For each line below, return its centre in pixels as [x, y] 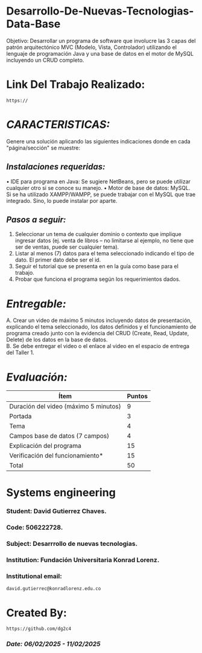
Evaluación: [37, 377]
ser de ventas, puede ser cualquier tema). [67, 247]
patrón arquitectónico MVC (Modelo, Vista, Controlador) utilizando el [91, 47]
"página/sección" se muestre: [43, 148]
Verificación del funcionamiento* [56, 456]
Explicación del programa [45, 446]
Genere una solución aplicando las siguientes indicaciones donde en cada [99, 141]
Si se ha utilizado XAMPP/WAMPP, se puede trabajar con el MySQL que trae [101, 194]
